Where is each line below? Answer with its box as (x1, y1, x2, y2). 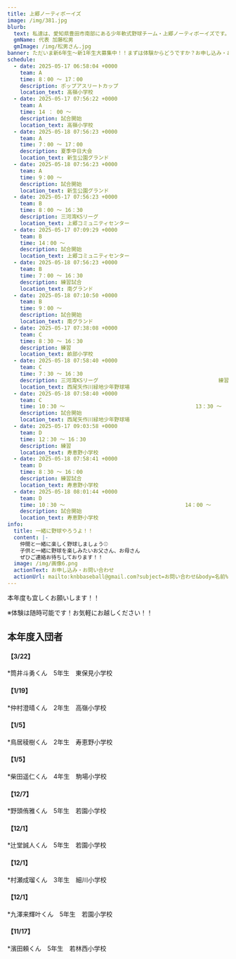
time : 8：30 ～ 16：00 (20, 469, 83, 476)
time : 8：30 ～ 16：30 (20, 337, 83, 345)
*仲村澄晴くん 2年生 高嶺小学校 (7, 703, 107, 712)
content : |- (13, 534, 49, 541)
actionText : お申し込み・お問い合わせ (13, 567, 114, 574)
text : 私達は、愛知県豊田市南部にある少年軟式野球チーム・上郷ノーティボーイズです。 (13, 30, 230, 37)
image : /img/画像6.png (13, 560, 78, 568)
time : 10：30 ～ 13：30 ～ (20, 403, 223, 410)
